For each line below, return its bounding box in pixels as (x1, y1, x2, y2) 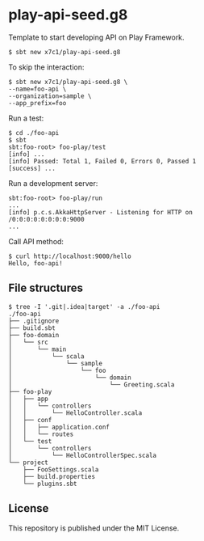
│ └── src (8, 338, 48, 346)
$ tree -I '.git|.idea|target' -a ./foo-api (8, 302, 160, 311)
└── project (8, 459, 48, 467)
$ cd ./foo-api (8, 129, 60, 137)
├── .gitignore (8, 317, 60, 325)
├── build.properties (23, 472, 95, 480)
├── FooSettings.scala (23, 465, 99, 474)
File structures (8, 281, 83, 295)
